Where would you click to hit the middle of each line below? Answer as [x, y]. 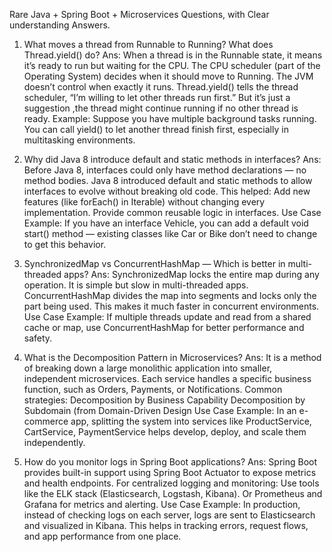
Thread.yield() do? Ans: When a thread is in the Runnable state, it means [173, 55]
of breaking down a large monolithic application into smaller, [148, 368]
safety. [38, 338]
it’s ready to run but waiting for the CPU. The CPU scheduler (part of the [172, 65]
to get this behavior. [65, 244]
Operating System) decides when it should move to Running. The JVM [168, 76]
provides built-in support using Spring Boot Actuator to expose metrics [170, 472]
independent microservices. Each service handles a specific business [167, 378]
